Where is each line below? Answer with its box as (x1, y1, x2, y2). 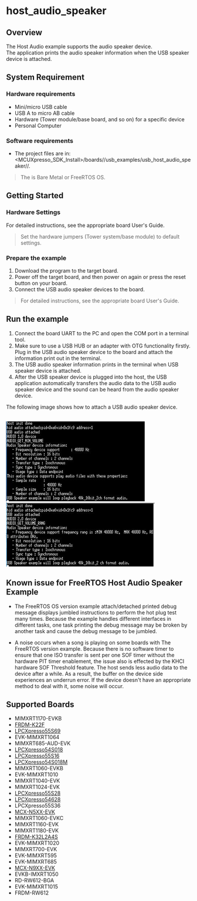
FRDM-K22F (14, 721, 45, 728)
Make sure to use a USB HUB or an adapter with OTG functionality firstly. (14, 342, 191, 349)
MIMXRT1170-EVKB (14, 715, 62, 722)
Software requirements (6, 137, 74, 145)
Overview (6, 28, 43, 38)
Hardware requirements (6, 90, 76, 98)
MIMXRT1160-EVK (14, 821, 59, 828)
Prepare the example (6, 254, 67, 262)
